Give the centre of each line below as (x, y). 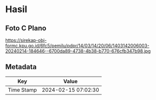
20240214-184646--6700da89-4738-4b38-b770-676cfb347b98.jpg (78, 51)
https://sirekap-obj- (26, 40)
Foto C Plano (26, 28)
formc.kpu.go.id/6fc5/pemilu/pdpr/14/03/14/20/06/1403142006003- (77, 46)
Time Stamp (23, 90)
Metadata (21, 67)
